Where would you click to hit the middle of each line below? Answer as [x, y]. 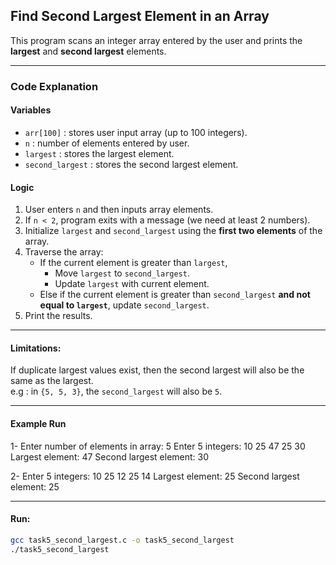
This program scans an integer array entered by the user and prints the [156, 40]
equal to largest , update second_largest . [124, 305]
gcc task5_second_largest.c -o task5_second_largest [122, 540]
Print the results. [58, 316]
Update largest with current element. [132, 284]
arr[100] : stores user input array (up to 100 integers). [136, 132]
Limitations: [36, 348]
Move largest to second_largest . [122, 273]
